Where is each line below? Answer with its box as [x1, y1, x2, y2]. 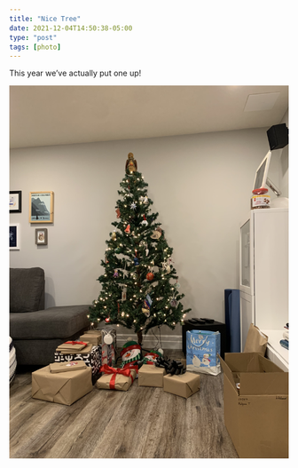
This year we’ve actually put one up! [9, 67, 142, 79]
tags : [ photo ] [9, 43, 62, 52]
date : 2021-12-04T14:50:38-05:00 [9, 23, 133, 33]
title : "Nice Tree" [9, 14, 82, 23]
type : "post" [9, 33, 58, 42]
